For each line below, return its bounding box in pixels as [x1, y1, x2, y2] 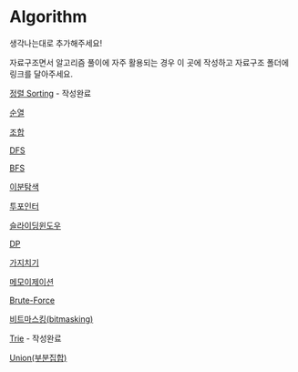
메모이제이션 [9, 276, 55, 287]
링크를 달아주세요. [9, 68, 74, 79]
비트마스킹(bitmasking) [9, 313, 94, 325]
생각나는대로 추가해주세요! [9, 37, 103, 48]
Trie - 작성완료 [9, 333, 62, 344]
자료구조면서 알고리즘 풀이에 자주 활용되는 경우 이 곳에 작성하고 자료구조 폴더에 [9, 57, 290, 67]
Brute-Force [9, 294, 56, 305]
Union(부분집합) [9, 352, 67, 363]
